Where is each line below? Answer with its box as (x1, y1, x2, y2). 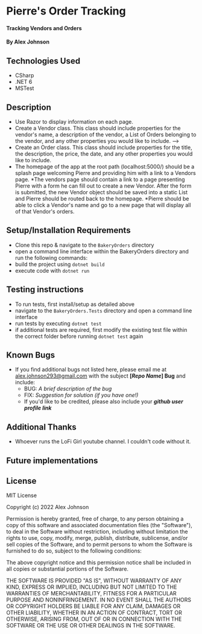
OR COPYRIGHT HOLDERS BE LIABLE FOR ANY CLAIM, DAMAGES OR (6, 603, 181, 610)
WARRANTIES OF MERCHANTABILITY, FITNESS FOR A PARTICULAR (6, 590, 177, 597)
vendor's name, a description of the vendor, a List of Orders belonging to (14, 131, 197, 138)
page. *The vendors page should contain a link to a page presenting (14, 176, 185, 183)
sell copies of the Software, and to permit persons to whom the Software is (6, 541, 193, 548)
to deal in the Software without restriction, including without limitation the (6, 528, 188, 535)
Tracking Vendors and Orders (6, 24, 82, 31)
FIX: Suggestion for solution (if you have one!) (24, 391, 139, 399)
